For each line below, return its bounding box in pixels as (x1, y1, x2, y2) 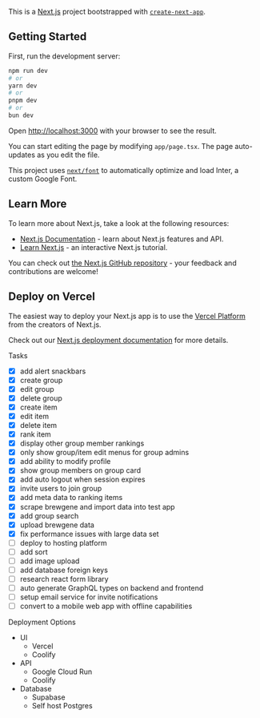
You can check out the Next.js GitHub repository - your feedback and (8, 258, 238, 268)
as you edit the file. (37, 150, 100, 159)
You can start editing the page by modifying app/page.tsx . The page (8, 141, 234, 151)
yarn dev (8, 82, 38, 90)
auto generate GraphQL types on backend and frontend (19, 583, 204, 593)
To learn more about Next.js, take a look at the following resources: (8, 218, 230, 228)
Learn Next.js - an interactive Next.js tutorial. (19, 242, 168, 252)
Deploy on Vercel (8, 290, 96, 304)
